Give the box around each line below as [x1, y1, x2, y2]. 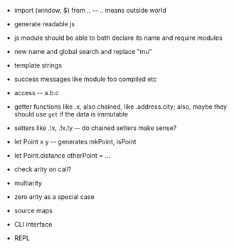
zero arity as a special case [14, 193, 95, 201]
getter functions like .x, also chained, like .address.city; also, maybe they [14, 102, 228, 111]
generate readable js [14, 20, 75, 28]
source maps [14, 206, 53, 215]
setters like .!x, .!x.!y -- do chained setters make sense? [14, 124, 177, 132]
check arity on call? [14, 165, 72, 173]
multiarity [14, 179, 43, 187]
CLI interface [14, 220, 53, 228]
